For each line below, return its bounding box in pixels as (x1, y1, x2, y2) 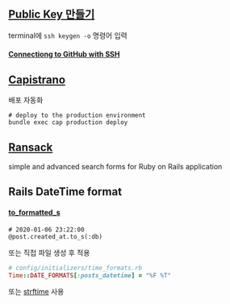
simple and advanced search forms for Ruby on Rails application (8, 162, 223, 172)
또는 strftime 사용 (8, 287, 65, 297)
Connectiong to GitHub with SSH (8, 49, 120, 59)
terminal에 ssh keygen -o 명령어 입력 (8, 31, 128, 40)
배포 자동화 (8, 95, 44, 105)
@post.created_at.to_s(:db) (8, 232, 103, 240)
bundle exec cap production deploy (8, 119, 128, 127)
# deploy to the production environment (8, 111, 147, 119)
